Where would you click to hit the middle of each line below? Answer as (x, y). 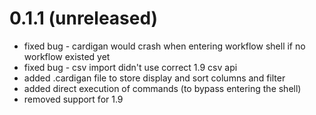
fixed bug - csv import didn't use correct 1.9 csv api (130, 67)
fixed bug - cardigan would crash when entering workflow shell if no (164, 46)
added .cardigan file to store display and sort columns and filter (154, 78)
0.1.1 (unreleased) (84, 18)
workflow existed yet (67, 56)
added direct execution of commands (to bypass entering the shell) (162, 88)
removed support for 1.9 (73, 99)
